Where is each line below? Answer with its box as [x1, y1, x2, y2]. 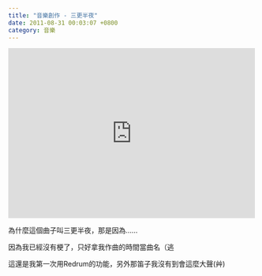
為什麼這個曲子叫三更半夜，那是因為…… [8, 226, 138, 235]
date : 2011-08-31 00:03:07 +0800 [8, 19, 118, 27]
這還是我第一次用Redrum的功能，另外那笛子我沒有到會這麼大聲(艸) [8, 259, 226, 269]
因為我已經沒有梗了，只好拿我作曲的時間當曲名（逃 [8, 242, 174, 252]
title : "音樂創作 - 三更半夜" [8, 11, 99, 20]
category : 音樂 [8, 26, 56, 34]
